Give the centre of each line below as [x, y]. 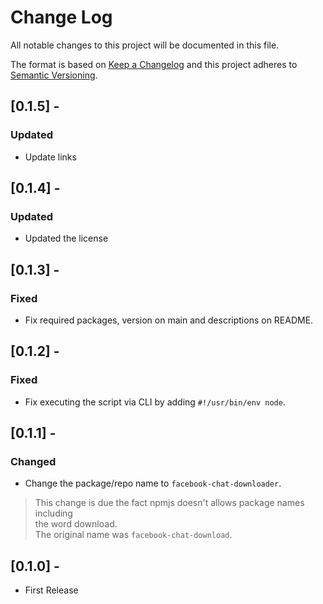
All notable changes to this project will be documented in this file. [145, 45]
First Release [51, 590]
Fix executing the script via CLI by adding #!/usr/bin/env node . [155, 402]
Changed [33, 461]
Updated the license [66, 238]
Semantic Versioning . [54, 75]
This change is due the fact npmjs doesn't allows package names [169, 503]
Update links [50, 157]
